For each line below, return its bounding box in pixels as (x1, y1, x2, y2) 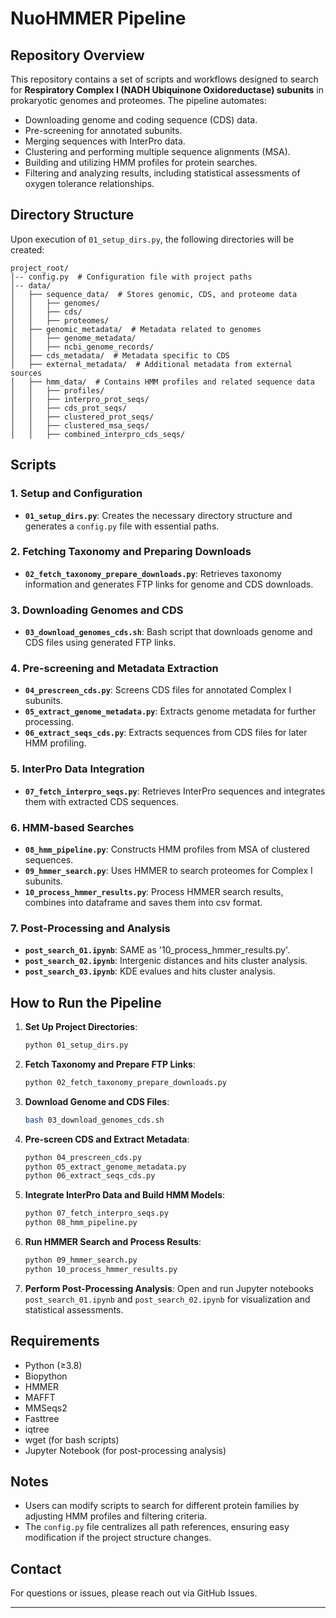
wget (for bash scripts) (24, 1433, 120, 1446)
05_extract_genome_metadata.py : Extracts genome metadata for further (24, 705, 317, 717)
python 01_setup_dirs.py (24, 1040, 129, 1051)
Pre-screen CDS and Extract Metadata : (24, 1133, 190, 1145)
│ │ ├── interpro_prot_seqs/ (10, 394, 150, 404)
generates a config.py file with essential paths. (24, 520, 220, 532)
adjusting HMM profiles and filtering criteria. (24, 1510, 208, 1522)
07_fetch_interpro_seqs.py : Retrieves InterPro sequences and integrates (24, 785, 326, 797)
